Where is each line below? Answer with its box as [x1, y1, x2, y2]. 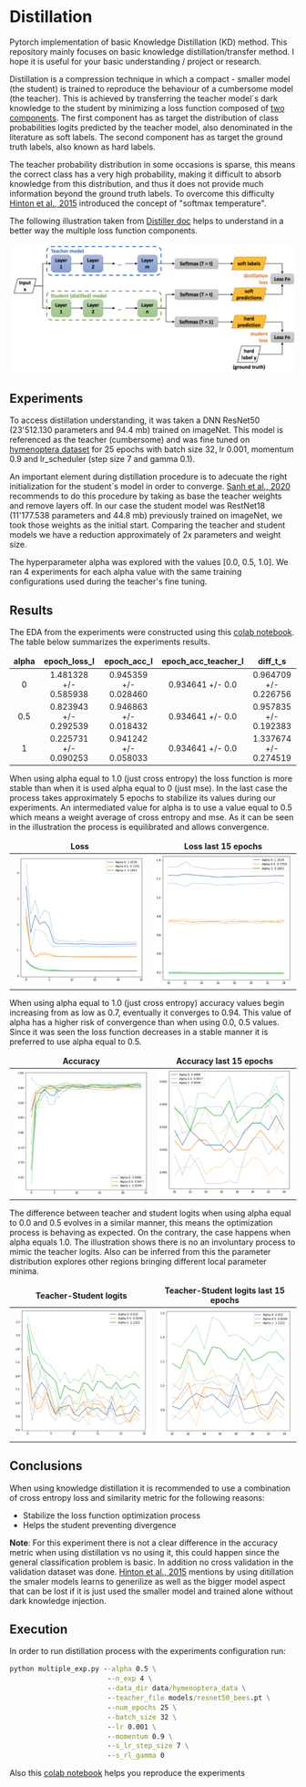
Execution [9, 1622, 68, 1638]
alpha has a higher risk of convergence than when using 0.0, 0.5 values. [9, 1016, 280, 1027]
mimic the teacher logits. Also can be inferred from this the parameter [9, 1246, 271, 1257]
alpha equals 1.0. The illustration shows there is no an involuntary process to [9, 1237, 296, 1248]
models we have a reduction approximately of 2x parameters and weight [9, 529, 281, 540]
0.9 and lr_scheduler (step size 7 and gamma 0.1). [9, 454, 196, 465]
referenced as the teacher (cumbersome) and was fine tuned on [9, 435, 250, 446]
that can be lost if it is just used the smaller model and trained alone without [9, 1586, 293, 1597]
